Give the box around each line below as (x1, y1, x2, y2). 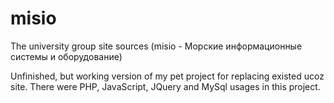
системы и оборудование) (10, 50, 123, 62)
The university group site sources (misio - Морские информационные (10, 40, 303, 52)
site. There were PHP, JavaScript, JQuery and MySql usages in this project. (10, 80, 321, 92)
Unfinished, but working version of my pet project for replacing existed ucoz (10, 70, 325, 82)
